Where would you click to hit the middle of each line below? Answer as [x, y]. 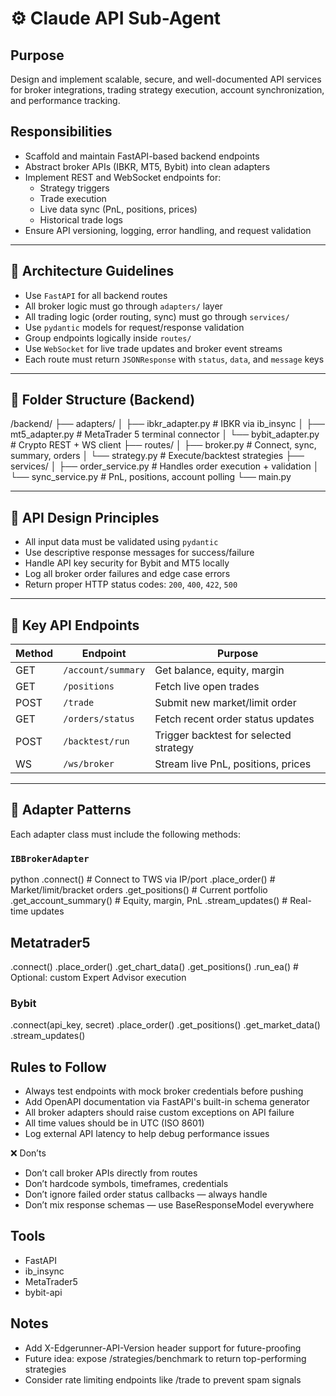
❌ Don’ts [28, 1153]
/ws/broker [89, 764]
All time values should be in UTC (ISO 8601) [114, 1123]
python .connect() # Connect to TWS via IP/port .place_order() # [143, 879]
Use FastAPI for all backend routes [96, 295]
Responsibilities [61, 132]
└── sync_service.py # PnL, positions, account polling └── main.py [151, 477]
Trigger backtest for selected [223, 735]
